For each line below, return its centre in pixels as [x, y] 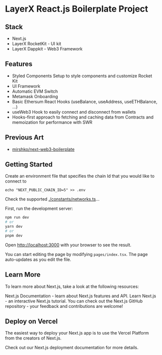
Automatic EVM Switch [35, 91]
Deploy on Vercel [32, 321]
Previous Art [24, 138]
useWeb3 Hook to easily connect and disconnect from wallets [74, 112]
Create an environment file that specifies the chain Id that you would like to [80, 176]
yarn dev [14, 227]
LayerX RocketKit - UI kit [37, 44]
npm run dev [17, 218]
